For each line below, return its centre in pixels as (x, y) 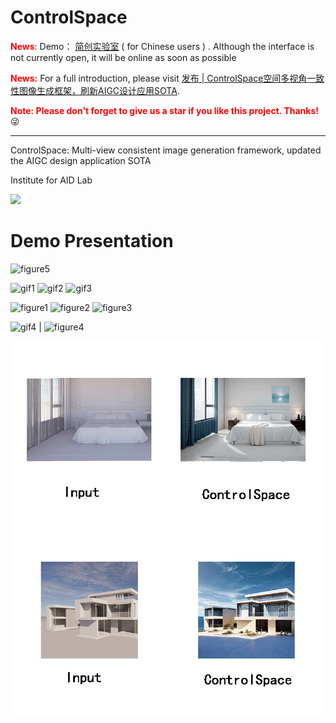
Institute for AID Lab (51, 180)
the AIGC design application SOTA (81, 160)
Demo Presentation (92, 241)
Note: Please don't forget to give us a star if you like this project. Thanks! (165, 110)
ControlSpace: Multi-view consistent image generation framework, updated (166, 150)
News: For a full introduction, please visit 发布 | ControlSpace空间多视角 (159, 78)
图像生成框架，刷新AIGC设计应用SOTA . (99, 90)
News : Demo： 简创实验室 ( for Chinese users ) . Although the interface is (162, 46)
